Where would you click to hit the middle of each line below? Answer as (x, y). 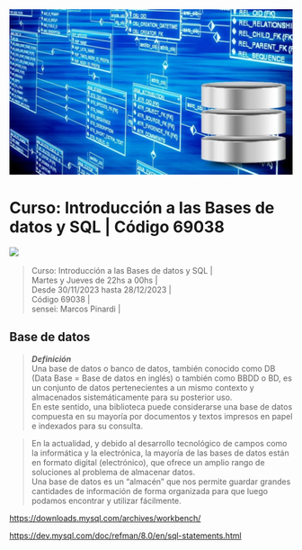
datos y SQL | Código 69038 (117, 227)
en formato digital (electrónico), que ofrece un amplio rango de (148, 462)
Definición (51, 358)
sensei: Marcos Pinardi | (76, 309)
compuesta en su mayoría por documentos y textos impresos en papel (162, 416)
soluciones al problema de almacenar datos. (113, 472)
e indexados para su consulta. (87, 426)
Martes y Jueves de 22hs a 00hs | (94, 280)
